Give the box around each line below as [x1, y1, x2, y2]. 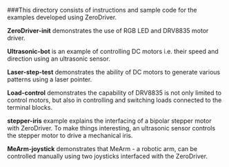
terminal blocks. [7, 104, 53, 111]
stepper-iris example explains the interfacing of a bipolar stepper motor [7, 117, 212, 125]
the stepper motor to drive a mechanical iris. [7, 131, 133, 139]
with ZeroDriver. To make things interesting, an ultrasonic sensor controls [7, 124, 216, 132]
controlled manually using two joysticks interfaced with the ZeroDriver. [7, 152, 208, 160]
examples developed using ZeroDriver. [7, 13, 117, 21]
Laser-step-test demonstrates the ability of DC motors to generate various [7, 68, 221, 76]
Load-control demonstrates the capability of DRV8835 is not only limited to [7, 89, 222, 97]
